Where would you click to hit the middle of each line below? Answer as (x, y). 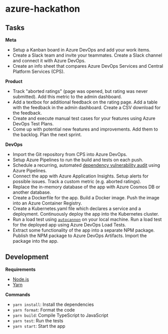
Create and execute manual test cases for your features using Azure (84, 118)
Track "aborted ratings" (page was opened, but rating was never (80, 91)
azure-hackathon (43, 9)
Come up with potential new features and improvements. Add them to (85, 129)
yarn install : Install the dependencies (53, 304)
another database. (32, 192)
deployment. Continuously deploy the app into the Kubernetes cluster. (86, 214)
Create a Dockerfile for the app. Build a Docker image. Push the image (86, 198)
